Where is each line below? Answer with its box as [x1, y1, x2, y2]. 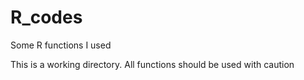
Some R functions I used [10, 39, 112, 51]
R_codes [10, 6, 83, 29]
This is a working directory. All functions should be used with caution [10, 58, 295, 70]
